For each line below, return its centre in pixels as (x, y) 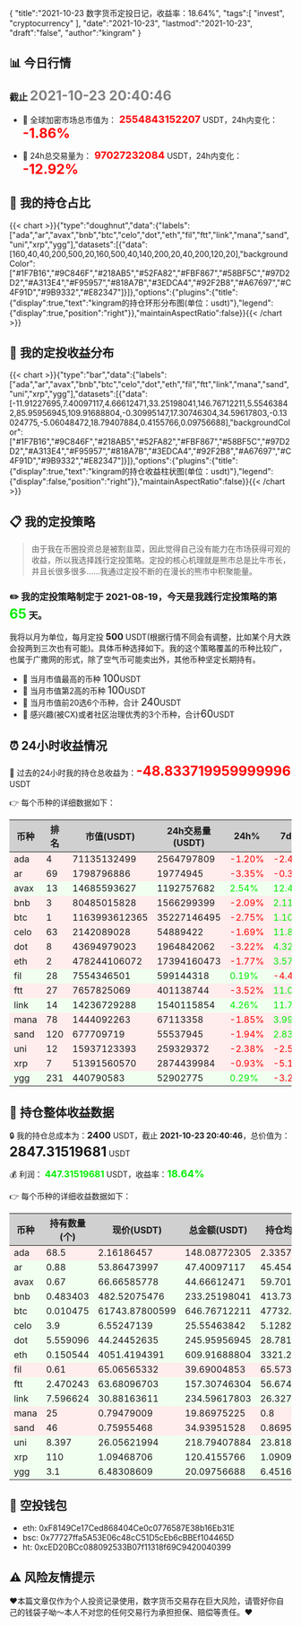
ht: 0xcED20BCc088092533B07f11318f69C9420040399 (126, 1547)
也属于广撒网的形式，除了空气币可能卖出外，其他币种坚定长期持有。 (135, 659)
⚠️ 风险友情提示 (52, 1578)
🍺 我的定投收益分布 (62, 353)
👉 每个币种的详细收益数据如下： (70, 1197)
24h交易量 (189, 831)
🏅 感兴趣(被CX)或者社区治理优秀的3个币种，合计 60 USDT (129, 714)
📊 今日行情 (40, 63)
